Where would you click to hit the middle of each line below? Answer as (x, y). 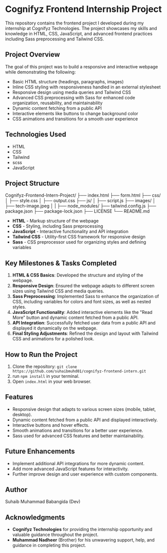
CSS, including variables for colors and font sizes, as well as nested (82, 302)
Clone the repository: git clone (44, 366)
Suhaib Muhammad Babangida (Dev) (43, 502)
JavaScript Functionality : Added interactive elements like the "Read (82, 312)
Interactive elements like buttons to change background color (75, 113)
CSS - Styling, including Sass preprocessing (58, 226)
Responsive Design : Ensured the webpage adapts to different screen (83, 286)
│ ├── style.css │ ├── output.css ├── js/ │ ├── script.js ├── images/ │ (80, 201)
